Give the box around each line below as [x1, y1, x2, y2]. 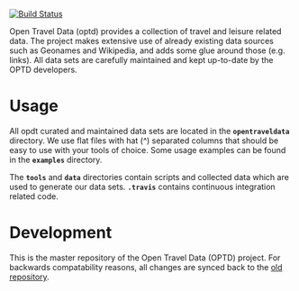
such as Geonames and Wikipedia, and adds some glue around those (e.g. [9, 45, 285, 56]
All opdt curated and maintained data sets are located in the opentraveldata [9, 125, 290, 136]
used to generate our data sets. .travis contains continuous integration [9, 181, 276, 192]
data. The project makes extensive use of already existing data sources [9, 36, 275, 46]
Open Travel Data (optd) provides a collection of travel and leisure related [9, 26, 282, 36]
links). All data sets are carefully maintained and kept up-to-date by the [9, 55, 274, 65]
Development [9, 223, 113, 243]
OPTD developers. [9, 64, 78, 75]
